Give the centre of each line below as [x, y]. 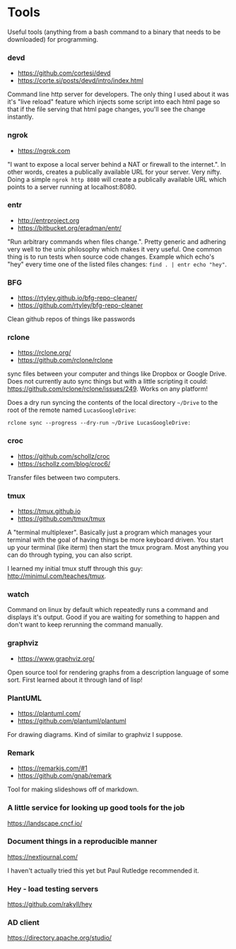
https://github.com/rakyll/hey [50, 904]
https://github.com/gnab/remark [64, 776]
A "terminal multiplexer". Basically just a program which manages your [110, 532]
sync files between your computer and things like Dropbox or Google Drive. [117, 374]
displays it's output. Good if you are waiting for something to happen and [114, 617]
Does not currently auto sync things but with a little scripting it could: [108, 382]
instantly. [20, 117]
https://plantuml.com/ [49, 713]
